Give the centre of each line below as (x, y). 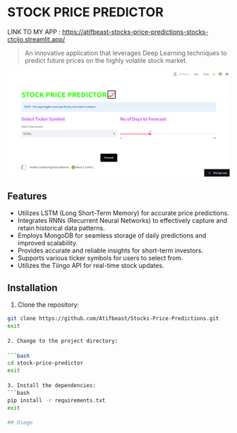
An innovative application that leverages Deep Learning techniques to (126, 53)
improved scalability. (47, 243)
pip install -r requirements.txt (56, 400)
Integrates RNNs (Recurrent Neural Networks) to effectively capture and (122, 221)
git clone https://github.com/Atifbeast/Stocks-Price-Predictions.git (113, 319)
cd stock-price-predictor (45, 363)
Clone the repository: (48, 305)
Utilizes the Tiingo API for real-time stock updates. (91, 266)
